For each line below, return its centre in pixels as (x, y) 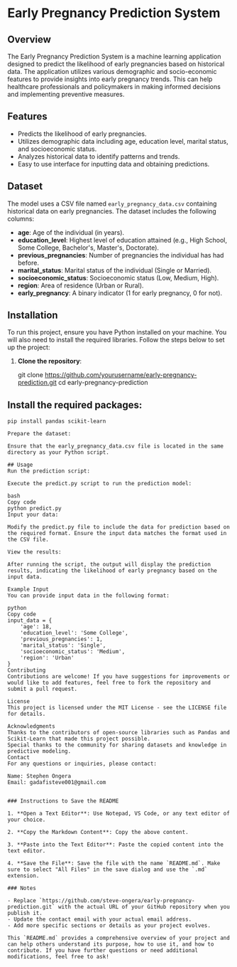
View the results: (34, 552)
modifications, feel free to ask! (59, 957)
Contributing (27, 670)
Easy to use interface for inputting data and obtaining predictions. (114, 164)
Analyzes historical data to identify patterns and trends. (99, 156)
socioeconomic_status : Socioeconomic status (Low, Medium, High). (118, 278)
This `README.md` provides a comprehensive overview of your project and (119, 938)
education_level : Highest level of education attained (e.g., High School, (122, 240)
